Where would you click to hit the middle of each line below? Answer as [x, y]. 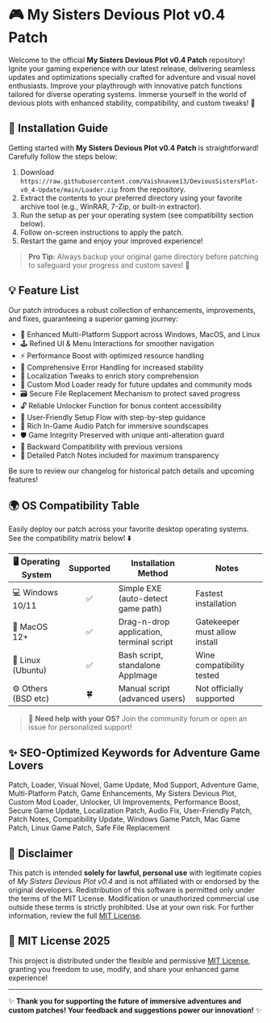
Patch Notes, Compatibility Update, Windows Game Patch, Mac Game [124, 819]
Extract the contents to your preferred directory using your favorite [131, 197]
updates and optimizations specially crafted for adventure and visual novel [132, 77]
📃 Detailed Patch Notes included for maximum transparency [119, 455]
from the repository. [153, 189]
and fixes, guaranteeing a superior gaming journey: [94, 319]
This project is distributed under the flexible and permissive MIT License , [129, 960]
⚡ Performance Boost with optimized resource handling [112, 355]
